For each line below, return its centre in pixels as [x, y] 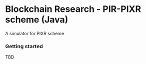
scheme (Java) [37, 20]
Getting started [24, 46]
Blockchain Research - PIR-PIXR [73, 9]
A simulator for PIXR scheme [35, 33]
